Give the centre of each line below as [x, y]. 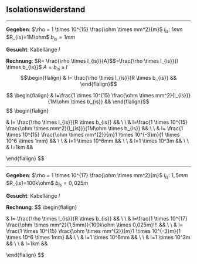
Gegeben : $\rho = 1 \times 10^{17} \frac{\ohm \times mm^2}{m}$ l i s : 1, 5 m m [97, 176]
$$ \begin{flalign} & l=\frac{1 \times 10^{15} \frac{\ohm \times [80, 96]
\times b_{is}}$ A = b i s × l [37, 68]
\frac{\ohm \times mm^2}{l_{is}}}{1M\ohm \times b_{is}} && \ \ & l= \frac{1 [95, 128]
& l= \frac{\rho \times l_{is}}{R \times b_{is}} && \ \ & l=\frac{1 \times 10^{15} [97, 122]
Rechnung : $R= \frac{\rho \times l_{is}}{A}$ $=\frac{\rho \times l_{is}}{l [92, 61]
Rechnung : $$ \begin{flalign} [42, 207]
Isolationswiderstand [46, 10]
